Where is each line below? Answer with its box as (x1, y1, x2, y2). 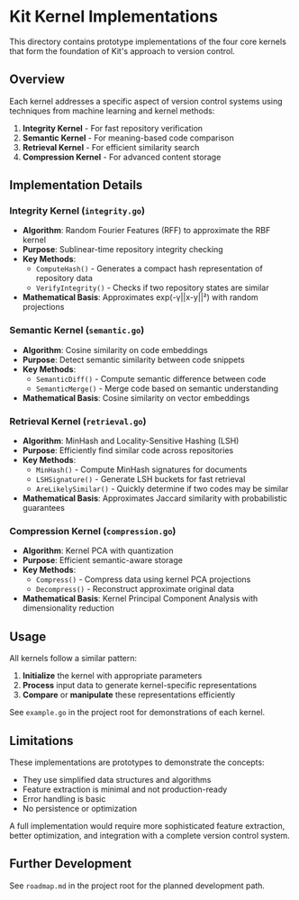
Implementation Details (9, 177, 143, 193)
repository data (35, 273, 93, 284)
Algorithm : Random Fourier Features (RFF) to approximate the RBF (22, 225, 271, 236)
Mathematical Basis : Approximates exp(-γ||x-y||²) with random (22, 292, 258, 303)
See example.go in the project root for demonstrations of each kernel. (9, 707, 266, 718)
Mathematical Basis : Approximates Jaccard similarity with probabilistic (22, 493, 288, 504)
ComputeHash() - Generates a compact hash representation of (35, 263, 263, 274)
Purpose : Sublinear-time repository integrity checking (22, 244, 223, 255)
